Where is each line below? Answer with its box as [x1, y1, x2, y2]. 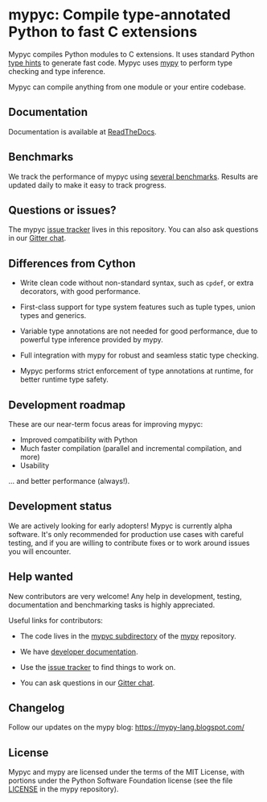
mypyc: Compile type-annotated [8, 6, 231, 24]
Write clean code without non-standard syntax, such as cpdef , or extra [19, 278, 254, 287]
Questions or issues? [8, 203, 117, 217]
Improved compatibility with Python [19, 435, 138, 444]
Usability [19, 461, 50, 470]
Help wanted [8, 570, 74, 584]
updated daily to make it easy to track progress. [8, 180, 166, 190]
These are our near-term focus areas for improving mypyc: [8, 420, 203, 428]
